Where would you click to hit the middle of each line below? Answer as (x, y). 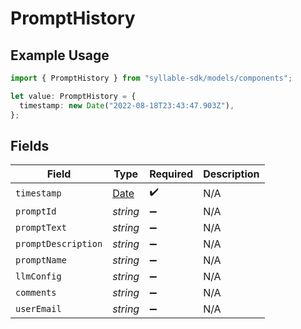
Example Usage (60, 55)
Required (171, 174)
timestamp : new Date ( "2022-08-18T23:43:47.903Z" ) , (127, 105)
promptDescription (59, 244)
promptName (41, 260)
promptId (36, 211)
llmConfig (38, 276)
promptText (41, 228)
